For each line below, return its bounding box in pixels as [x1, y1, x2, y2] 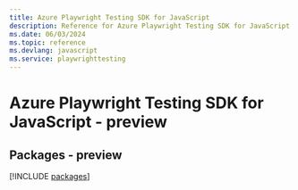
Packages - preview [9, 147, 123, 162]
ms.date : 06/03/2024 [9, 29, 87, 38]
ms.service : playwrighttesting [9, 54, 126, 63]
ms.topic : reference [9, 37, 87, 47]
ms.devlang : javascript [9, 46, 98, 55]
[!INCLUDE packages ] [9, 171, 90, 181]
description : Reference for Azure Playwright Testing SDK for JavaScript [9, 21, 291, 30]
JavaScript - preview [9, 112, 168, 132]
